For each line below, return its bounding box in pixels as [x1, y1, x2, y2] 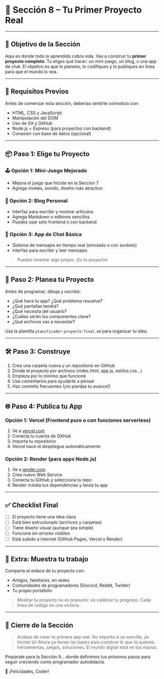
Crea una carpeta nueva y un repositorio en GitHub [12, 363, 115, 369]
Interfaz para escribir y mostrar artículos [12, 208, 94, 214]
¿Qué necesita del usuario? [12, 308, 67, 314]
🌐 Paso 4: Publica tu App [5, 402, 82, 410]
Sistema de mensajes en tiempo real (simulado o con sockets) [12, 242, 137, 248]
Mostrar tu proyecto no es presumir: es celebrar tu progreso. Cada [17, 597, 151, 603]
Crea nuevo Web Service [12, 472, 62, 478]
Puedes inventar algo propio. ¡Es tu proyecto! [17, 257, 108, 262]
